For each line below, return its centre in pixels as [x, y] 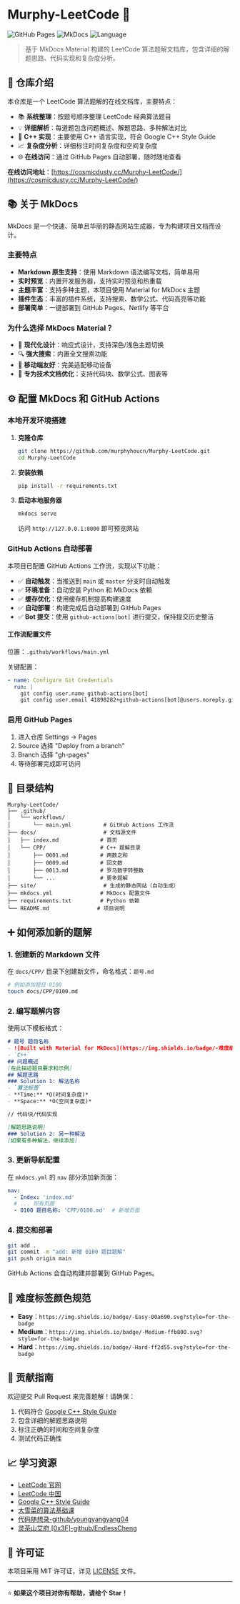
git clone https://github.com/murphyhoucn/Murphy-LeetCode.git [114, 451]
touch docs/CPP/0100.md [43, 992]
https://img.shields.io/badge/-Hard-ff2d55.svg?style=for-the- [135, 1347]
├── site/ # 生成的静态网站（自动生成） [93, 886]
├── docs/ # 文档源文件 [72, 833]
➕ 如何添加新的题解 [50, 932]
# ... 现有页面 [34, 1204]
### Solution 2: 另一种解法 [46, 1134]
